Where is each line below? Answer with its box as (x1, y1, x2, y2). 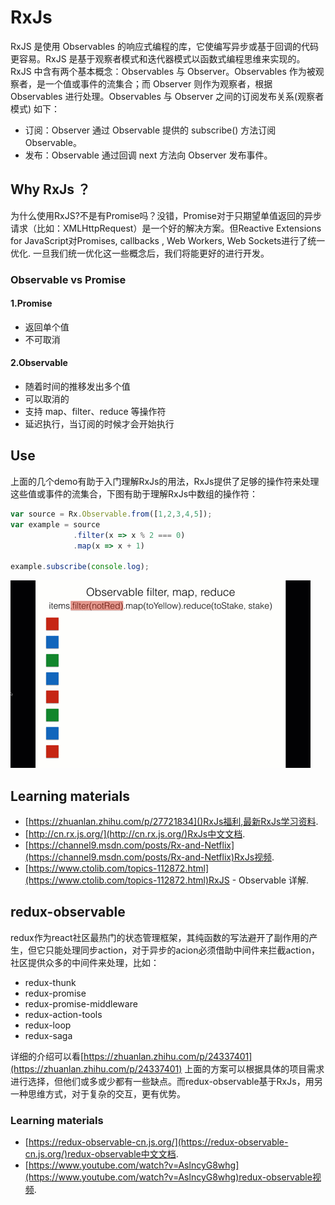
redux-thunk (24, 976, 77, 988)
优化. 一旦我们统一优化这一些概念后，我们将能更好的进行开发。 (10, 247, 270, 259)
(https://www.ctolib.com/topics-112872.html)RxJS (24, 874, 230, 886)
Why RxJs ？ (10, 181, 92, 198)
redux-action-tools (24, 1008, 103, 1020)
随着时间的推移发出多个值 (24, 381, 131, 393)
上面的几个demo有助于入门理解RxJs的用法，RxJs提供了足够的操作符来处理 (10, 475, 320, 487)
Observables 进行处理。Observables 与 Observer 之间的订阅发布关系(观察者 (10, 90, 325, 102)
